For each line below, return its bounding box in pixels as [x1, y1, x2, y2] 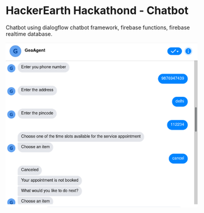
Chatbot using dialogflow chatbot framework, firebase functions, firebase [5, 24, 190, 31]
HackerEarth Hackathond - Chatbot [5, 4, 189, 18]
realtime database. [5, 30, 53, 37]
